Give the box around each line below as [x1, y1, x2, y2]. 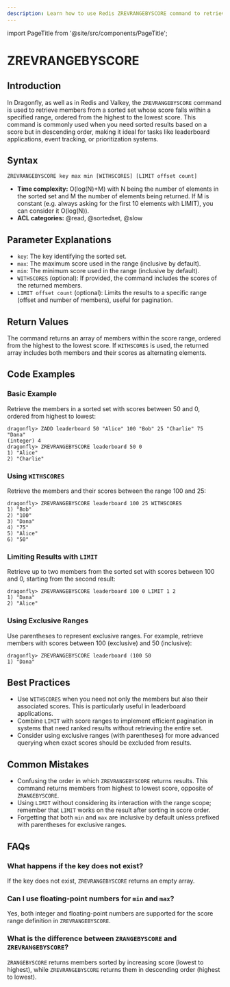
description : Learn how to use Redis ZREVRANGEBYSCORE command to [7, 10, 201, 17]
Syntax [7, 155, 38, 167]
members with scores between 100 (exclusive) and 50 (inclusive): [7, 639, 192, 647]
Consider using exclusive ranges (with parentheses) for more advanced [16, 732, 220, 740]
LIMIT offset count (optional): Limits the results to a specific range [16, 289, 207, 297]
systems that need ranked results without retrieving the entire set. [16, 724, 203, 732]
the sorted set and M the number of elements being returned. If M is [16, 192, 209, 200]
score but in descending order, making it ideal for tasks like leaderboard [7, 128, 210, 136]
